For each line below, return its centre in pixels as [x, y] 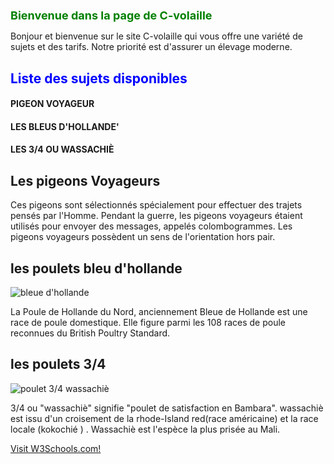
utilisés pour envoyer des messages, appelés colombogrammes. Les [151, 226]
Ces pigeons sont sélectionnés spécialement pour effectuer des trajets [156, 205]
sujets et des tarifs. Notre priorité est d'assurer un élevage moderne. [151, 47]
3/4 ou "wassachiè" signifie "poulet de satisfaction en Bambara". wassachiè [167, 408]
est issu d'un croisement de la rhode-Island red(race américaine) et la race [164, 418]
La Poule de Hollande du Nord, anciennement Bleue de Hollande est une [159, 311]
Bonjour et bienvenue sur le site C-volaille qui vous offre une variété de [156, 36]
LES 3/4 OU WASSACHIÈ [62, 149]
